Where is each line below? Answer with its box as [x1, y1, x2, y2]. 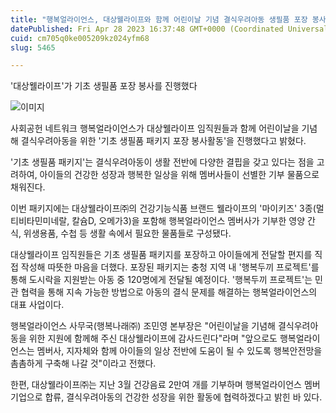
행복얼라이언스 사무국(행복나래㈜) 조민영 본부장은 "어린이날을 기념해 [10, 320, 276, 332]
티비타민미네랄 [10, 215, 68, 227]
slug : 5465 [10, 42, 56, 53]
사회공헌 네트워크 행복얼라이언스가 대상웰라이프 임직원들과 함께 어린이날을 [10, 122, 300, 135]
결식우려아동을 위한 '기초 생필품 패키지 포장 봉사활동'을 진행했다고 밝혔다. [20, 135, 307, 147]
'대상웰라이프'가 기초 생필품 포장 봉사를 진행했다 [10, 80, 198, 92]
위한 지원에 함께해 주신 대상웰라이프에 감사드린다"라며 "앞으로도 [28, 332, 278, 345]
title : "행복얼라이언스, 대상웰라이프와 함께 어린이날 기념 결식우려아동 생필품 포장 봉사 [10, 14, 327, 25]
